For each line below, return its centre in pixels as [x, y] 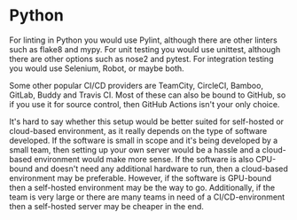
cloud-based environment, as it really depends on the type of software [138, 130]
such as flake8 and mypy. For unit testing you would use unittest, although [145, 49]
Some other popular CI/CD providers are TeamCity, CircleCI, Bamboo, [137, 85]
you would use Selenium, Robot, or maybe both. [97, 68]
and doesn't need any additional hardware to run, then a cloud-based [161, 169]
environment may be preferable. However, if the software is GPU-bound [141, 177]
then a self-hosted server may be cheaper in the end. [106, 206]
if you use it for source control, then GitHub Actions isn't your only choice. [145, 104]
